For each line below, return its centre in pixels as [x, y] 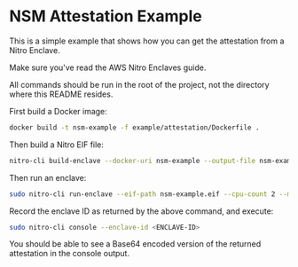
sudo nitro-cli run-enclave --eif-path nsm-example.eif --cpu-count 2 [142, 194]
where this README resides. [61, 94]
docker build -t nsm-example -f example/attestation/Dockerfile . [134, 127]
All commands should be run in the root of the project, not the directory [139, 84]
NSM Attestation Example [106, 16]
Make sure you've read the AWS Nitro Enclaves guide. [108, 67]
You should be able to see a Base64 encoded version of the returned [135, 244]
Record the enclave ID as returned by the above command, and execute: [141, 211]
